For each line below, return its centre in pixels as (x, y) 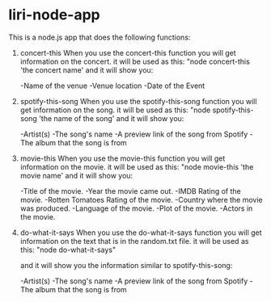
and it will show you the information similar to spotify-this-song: (126, 265)
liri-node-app (54, 15)
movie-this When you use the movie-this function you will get (123, 158)
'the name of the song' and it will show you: (112, 118)
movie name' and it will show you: (76, 175)
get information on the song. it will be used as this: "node (115, 110)
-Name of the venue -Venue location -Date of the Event (112, 86)
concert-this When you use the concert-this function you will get (128, 52)
